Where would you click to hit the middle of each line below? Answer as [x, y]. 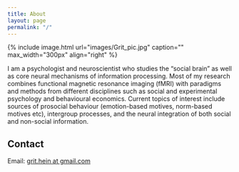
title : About [27, 14]
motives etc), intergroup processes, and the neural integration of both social [119, 114]
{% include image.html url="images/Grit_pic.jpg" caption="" [96, 48]
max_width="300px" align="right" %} [62, 55]
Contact [26, 144]
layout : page [27, 21]
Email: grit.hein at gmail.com [49, 161]
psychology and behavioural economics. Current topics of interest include [116, 99]
